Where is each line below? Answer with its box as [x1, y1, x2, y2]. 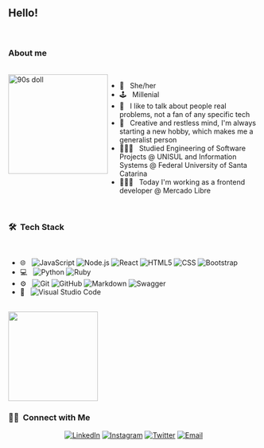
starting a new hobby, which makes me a [118, 127, 254, 136]
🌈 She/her [118, 81, 157, 91]
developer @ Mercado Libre [118, 186, 212, 196]
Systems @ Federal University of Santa [118, 161, 248, 170]
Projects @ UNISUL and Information [118, 152, 237, 162]
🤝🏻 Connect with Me [8, 412, 91, 423]
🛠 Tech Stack [8, 222, 65, 233]
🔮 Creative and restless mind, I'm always [118, 119, 257, 128]
